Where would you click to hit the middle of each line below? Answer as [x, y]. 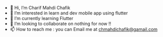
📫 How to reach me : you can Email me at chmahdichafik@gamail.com [84, 29]
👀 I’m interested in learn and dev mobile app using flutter [69, 13]
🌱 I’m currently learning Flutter [42, 18]
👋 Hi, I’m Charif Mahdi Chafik [40, 8]
